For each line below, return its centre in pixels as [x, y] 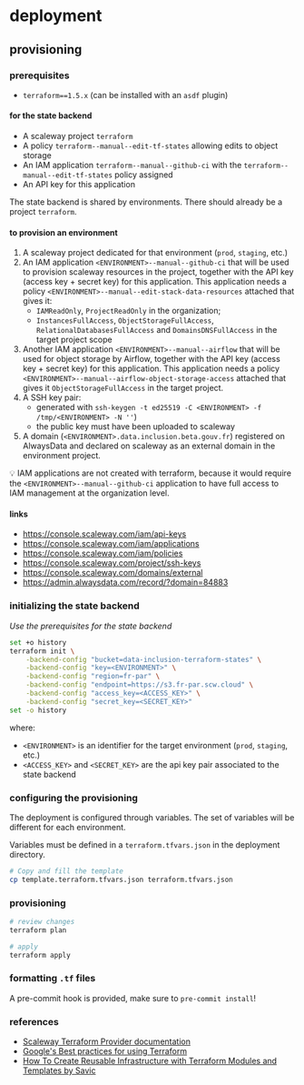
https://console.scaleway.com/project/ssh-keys [112, 563]
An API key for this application [79, 185]
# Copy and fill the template [67, 871]
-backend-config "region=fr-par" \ [93, 677]
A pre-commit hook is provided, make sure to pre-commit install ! [133, 998]
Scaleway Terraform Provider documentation [106, 1041]
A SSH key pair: [52, 397]
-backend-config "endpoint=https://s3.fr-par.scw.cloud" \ [140, 685]
